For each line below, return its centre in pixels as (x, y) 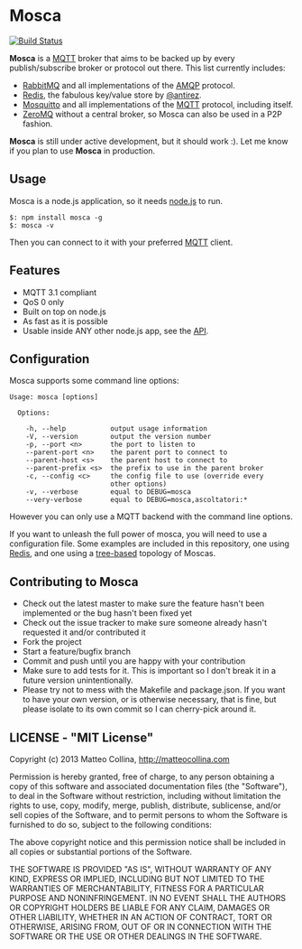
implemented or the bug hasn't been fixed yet (107, 613)
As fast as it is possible (65, 321)
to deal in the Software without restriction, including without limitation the (145, 796)
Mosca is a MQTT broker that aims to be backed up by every (123, 58)
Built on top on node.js (64, 312)
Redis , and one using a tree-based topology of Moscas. (113, 554)
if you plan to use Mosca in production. (82, 151)
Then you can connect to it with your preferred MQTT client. (121, 242)
